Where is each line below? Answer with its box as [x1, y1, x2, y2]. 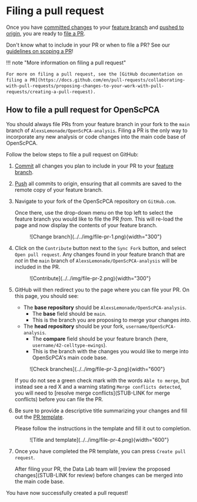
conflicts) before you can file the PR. [14, 395, 103, 402]
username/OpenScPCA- [125, 323, 176, 330]
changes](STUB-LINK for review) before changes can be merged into [14, 471, 183, 478]
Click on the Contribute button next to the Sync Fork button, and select [14, 244, 186, 251]
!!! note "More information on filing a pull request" [6, 59, 126, 66]
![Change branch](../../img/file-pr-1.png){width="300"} [29, 233, 162, 240]
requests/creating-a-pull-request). [6, 88, 96, 95]
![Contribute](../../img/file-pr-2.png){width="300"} [29, 274, 151, 281]
